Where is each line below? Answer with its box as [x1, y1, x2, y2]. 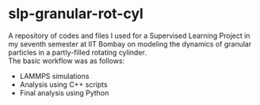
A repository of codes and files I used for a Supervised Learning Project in [8, 31, 250, 40]
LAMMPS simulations [19, 71, 90, 81]
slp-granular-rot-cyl [8, 5, 144, 23]
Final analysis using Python [19, 88, 109, 97]
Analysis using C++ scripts [19, 80, 109, 89]
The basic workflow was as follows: [8, 56, 125, 66]
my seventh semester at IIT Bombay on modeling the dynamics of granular [8, 39, 252, 48]
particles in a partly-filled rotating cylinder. [8, 47, 147, 57]
